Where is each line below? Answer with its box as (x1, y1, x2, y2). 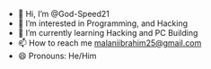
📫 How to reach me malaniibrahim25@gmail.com (17, 38, 202, 48)
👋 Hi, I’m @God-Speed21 (17, 9, 110, 19)
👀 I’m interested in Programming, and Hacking (17, 18, 189, 29)
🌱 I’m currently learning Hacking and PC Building (17, 28, 198, 38)
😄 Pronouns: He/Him (17, 50, 97, 61)
